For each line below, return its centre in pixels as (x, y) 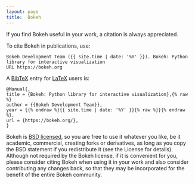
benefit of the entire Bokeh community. (54, 174)
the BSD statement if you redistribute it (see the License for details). (89, 149)
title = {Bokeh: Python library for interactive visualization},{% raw (97, 94)
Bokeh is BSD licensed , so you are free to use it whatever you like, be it (93, 136)
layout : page (22, 12)
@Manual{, (18, 89)
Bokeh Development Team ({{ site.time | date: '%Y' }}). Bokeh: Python (97, 57)
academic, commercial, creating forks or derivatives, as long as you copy (96, 143)
